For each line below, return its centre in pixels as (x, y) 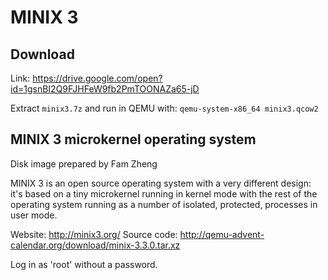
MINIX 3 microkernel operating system (133, 139)
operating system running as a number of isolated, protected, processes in (164, 204)
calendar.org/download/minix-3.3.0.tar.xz (95, 245)
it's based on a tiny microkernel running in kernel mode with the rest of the (164, 193)
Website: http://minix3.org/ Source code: (94, 234)
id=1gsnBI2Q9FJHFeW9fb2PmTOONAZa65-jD (105, 89)
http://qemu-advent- (222, 234)
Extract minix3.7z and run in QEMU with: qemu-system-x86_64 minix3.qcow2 (164, 108)
